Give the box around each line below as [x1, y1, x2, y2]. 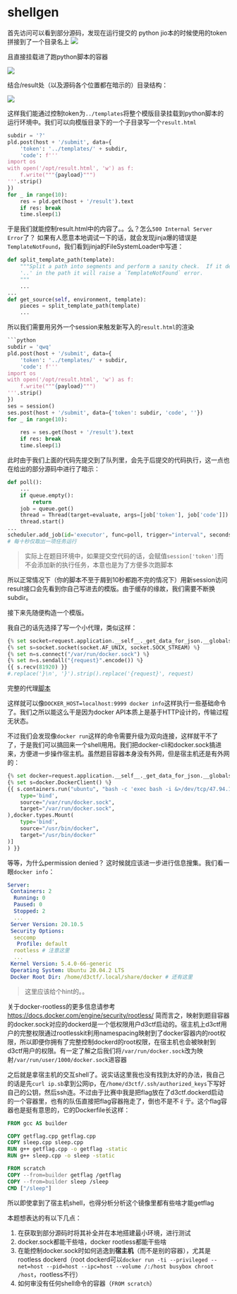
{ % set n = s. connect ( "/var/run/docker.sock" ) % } [7, 650, 150, 658]
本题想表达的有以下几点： [7, 1213, 82, 1222]
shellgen [7, 4, 59, 21]
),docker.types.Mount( [7, 811, 74, 819]
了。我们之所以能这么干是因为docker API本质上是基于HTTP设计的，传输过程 [7, 708, 229, 717]
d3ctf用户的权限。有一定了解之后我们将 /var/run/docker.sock [7, 1046, 185, 1055]
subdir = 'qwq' [7, 344, 52, 351]
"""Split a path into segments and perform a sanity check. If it [20, 263, 222, 270]
